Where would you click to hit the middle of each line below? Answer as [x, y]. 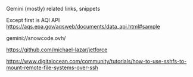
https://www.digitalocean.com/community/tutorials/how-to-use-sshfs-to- [96, 61]
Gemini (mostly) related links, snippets [53, 9]
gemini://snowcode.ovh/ [36, 38]
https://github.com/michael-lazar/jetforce [57, 50]
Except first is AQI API [33, 20]
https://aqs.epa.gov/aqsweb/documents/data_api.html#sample [83, 27]
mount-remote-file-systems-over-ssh [52, 67]
